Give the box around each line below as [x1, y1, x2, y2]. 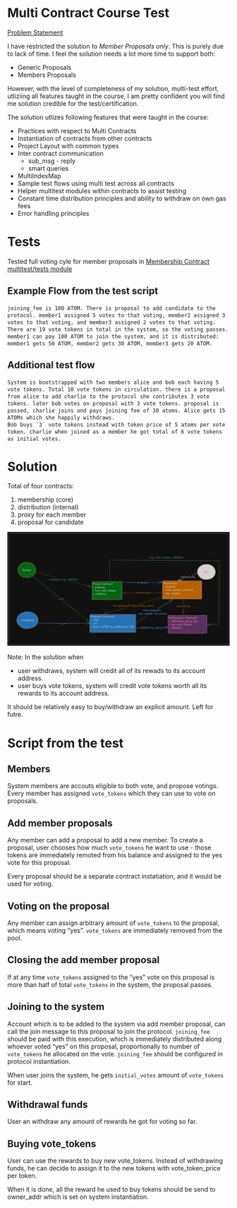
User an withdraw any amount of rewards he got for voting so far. [7, 1117, 197, 1126]
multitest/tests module [7, 265, 73, 273]
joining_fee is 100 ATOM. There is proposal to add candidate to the [7, 305, 217, 312]
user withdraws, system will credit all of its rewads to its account [17, 667, 206, 675]
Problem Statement [7, 28, 63, 37]
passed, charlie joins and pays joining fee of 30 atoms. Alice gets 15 [7, 407, 226, 414]
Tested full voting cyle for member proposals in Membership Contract [7, 257, 210, 265]
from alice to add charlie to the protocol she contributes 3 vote [7, 393, 210, 400]
